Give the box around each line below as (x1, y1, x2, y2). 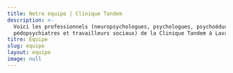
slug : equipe (7, 42, 45, 49)
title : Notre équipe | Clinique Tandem (7, 10, 123, 17)
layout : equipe (7, 49, 51, 56)
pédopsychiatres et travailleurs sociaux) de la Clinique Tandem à (13, 29, 213, 37)
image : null (7, 56, 42, 63)
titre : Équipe (7, 36, 49, 43)
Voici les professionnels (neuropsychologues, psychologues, (13, 23, 194, 30)
